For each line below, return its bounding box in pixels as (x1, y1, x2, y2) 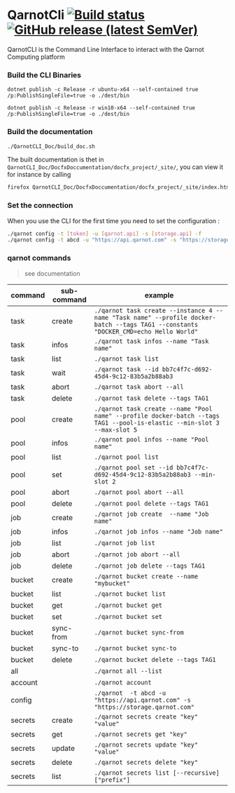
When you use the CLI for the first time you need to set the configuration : (7, 216, 220, 225)
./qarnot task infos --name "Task (94, 337, 209, 345)
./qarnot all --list (94, 667, 163, 675)
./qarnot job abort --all (94, 550, 180, 558)
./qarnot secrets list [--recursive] (94, 768, 220, 777)
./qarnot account (94, 678, 152, 686)
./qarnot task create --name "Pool (94, 404, 213, 413)
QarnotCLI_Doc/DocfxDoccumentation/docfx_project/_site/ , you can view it (7, 163, 224, 171)
